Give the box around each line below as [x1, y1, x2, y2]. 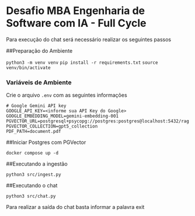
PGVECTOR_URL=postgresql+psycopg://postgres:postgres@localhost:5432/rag [6, 118, 190, 124]
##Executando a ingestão [6, 160, 68, 167]
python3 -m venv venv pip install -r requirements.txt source [6, 60, 158, 66]
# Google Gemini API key [6, 103, 67, 109]
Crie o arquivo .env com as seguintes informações [6, 92, 127, 99]
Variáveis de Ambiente [6, 78, 72, 86]
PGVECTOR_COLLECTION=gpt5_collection [6, 124, 98, 129]
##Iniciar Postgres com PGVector [6, 139, 86, 146]
